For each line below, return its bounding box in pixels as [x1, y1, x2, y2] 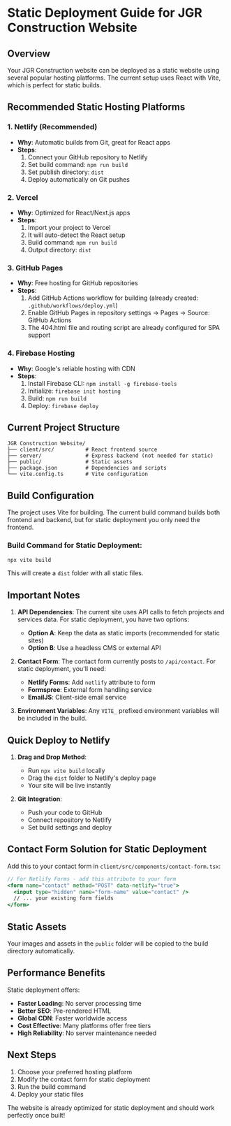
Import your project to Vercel [27, 223, 111, 231]
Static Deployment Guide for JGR [7, 5, 202, 21]
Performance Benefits [7, 967, 106, 979]
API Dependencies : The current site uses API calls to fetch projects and [17, 608, 225, 616]
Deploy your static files [17, 1090, 84, 1098]
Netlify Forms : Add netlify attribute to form [27, 678, 156, 686]
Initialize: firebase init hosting [27, 387, 121, 395]
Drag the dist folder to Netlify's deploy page [27, 774, 156, 782]
